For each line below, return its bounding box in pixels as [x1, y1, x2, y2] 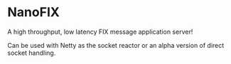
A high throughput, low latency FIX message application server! [7, 27, 193, 36]
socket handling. [7, 49, 56, 57]
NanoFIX [7, 4, 60, 20]
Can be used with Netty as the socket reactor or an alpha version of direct [7, 41, 225, 49]
